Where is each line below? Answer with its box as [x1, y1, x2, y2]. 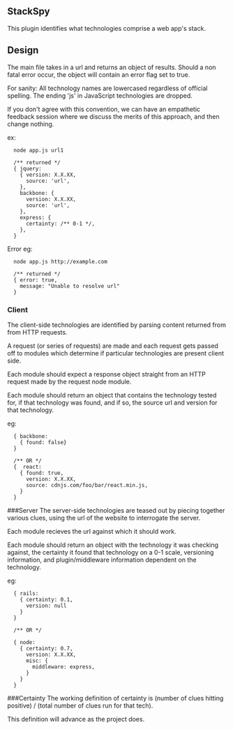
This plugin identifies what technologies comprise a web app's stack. [7, 24, 206, 32]
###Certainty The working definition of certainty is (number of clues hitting [7, 694, 224, 702]
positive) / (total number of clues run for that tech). [7, 701, 153, 710]
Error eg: [7, 244, 33, 253]
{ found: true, [20, 469, 64, 476]
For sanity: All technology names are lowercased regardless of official [7, 84, 208, 92]
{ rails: [13, 590, 39, 597]
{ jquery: [13, 165, 42, 172]
